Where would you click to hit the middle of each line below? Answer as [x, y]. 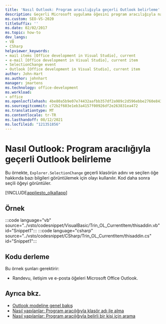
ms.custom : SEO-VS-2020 [30, 19]
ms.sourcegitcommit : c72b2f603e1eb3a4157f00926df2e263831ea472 [72, 106]
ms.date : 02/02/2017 [26, 28]
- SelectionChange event [31, 65]
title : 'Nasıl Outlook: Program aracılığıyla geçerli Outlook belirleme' [83, 10]
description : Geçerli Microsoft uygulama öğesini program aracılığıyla [80, 14]
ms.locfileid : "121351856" [33, 124]
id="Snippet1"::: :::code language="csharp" [49, 231]
